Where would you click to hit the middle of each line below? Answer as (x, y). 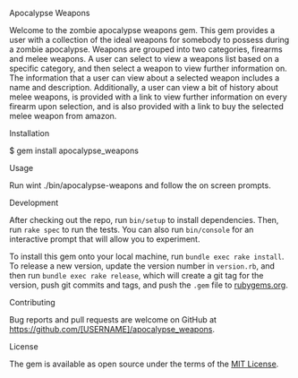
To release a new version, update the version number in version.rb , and (142, 266)
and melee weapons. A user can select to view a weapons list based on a (144, 59)
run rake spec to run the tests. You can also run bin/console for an (132, 229)
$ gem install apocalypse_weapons (74, 150)
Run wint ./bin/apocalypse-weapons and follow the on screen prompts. (140, 185)
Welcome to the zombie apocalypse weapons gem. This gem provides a (142, 30)
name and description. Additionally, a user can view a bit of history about (144, 87)
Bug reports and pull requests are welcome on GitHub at (113, 320)
